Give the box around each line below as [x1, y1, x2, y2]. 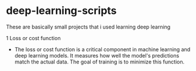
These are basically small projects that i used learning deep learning [6, 23, 171, 30]
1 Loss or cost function [6, 34, 61, 41]
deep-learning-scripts [6, 4, 117, 17]
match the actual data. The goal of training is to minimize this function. [14, 58, 185, 65]
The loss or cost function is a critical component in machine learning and [14, 45, 191, 53]
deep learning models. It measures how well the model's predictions [14, 52, 180, 59]
